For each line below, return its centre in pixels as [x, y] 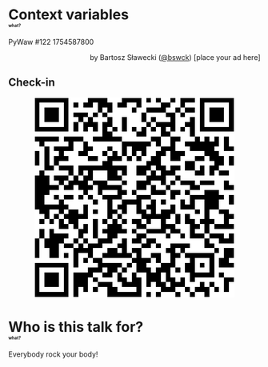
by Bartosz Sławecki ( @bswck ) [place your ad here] [175, 57]
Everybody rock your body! [53, 354]
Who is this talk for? [76, 327]
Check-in [32, 83]
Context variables [69, 15]
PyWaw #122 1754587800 [51, 42]
